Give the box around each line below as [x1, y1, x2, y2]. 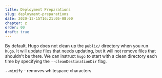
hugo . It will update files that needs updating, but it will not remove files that [5, 48, 156, 54]
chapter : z [5, 20, 27, 26]
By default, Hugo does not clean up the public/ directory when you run [5, 43, 149, 48]
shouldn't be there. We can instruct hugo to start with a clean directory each [5, 53, 157, 59]
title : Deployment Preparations [5, 7, 71, 12]
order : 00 [5, 25, 25, 30]
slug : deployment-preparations [5, 12, 69, 16]
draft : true [5, 30, 29, 34]
